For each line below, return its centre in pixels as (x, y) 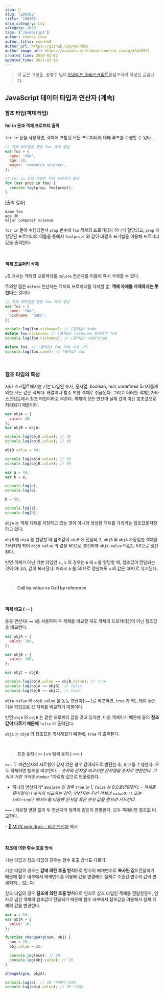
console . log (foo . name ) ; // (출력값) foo (45, 352)
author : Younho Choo (26, 37)
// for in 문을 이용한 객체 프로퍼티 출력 (42, 179)
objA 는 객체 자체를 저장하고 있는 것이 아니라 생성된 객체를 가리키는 (69, 523)
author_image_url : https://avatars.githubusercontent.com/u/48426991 (78, 51)
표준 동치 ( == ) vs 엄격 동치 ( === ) (49, 754)
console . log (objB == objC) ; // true (42, 690)
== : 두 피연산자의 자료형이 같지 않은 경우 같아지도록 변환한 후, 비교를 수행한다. (80, 764)
